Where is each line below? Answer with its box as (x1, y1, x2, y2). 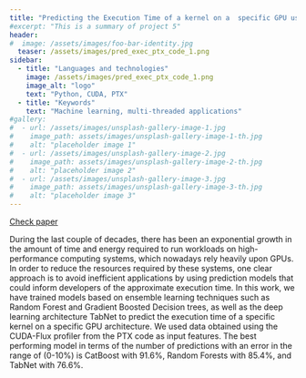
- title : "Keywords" (17, 97, 96, 107)
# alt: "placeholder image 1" (9, 140, 137, 149)
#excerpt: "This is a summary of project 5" (9, 22, 181, 31)
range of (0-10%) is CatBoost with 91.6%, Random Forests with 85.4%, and (9, 350, 292, 361)
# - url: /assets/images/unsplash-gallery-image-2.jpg (9, 148, 226, 158)
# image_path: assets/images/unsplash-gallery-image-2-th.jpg (9, 157, 262, 167)
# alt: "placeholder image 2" (9, 166, 137, 175)
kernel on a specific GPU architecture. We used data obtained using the (9, 321, 279, 332)
